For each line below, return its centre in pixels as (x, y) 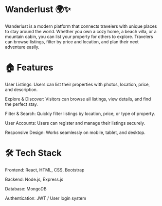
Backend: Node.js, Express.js (34, 179)
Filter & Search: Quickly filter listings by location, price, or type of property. (80, 113)
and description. (21, 89)
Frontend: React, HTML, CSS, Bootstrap (45, 170)
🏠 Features (29, 67)
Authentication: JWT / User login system (46, 198)
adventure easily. (22, 47)
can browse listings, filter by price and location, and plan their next (72, 41)
